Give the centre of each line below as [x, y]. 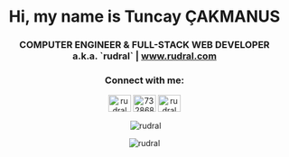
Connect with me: [144, 80]
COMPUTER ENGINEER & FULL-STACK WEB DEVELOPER [144, 45]
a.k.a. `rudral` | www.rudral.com [144, 56]
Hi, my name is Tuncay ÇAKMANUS [144, 17]
